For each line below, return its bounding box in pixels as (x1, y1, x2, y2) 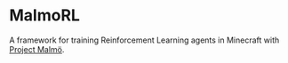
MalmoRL (9, 5, 80, 26)
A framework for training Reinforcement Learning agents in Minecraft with (9, 35, 280, 45)
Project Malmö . (9, 43, 65, 54)
